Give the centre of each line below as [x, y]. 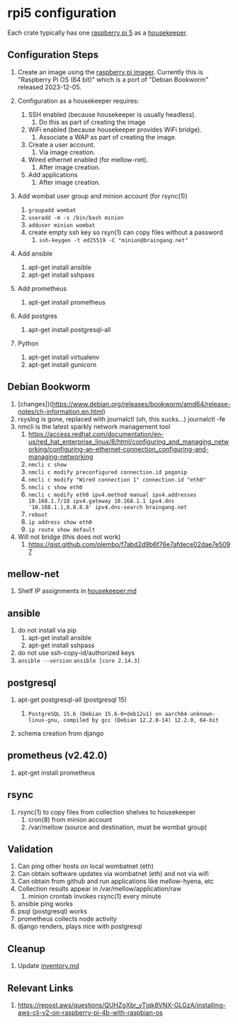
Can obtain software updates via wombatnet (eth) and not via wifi [113, 874]
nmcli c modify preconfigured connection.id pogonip [108, 472]
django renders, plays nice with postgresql [80, 926]
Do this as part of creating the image [92, 122]
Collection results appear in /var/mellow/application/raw [100, 889]
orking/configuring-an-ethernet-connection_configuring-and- [118, 449]
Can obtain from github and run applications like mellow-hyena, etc [115, 881]
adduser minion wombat [62, 225]
